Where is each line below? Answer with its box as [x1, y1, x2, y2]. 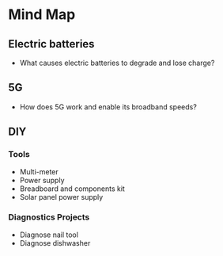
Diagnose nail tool [19, 230, 79, 239]
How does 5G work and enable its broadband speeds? [19, 101, 198, 112]
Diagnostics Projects [8, 212, 90, 223]
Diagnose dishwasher [19, 238, 91, 247]
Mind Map [8, 6, 76, 24]
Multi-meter [19, 166, 59, 176]
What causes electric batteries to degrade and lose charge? [19, 58, 215, 67]
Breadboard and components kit [19, 184, 125, 193]
